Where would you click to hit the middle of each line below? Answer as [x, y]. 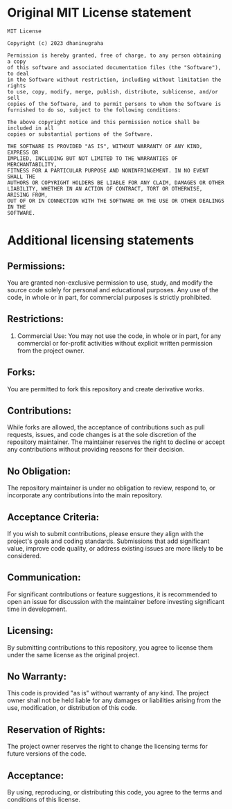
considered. [24, 556]
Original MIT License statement [99, 13]
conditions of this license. [44, 800]
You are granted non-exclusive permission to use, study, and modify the [110, 283]
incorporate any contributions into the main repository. [85, 495]
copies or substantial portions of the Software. [80, 134]
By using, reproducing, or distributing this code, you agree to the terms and [115, 792]
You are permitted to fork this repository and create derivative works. [106, 389]
